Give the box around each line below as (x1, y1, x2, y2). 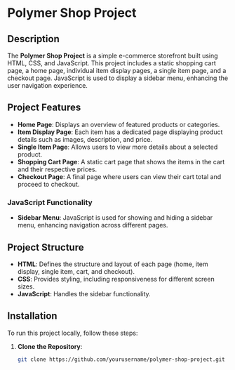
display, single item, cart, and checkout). (17, 267, 135, 275)
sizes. (17, 282, 35, 291)
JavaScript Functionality (7, 197, 93, 207)
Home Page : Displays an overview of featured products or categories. (17, 120, 220, 128)
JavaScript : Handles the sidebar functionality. (17, 289, 151, 298)
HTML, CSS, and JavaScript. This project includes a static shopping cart (7, 59, 216, 67)
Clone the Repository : (17, 342, 83, 350)
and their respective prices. (17, 165, 97, 173)
